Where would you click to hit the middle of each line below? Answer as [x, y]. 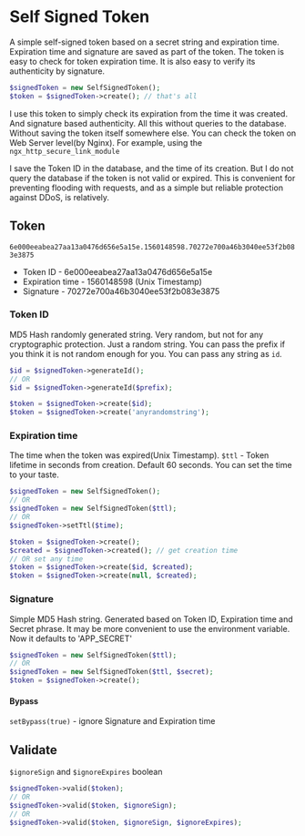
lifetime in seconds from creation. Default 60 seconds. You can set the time [151, 465]
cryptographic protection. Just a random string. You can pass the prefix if [147, 344]
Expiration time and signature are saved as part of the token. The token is [147, 51]
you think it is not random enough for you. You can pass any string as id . [146, 353]
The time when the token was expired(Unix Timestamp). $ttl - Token [139, 455]
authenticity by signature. [57, 71]
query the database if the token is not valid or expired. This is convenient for [152, 178]
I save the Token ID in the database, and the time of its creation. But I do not [152, 168]
